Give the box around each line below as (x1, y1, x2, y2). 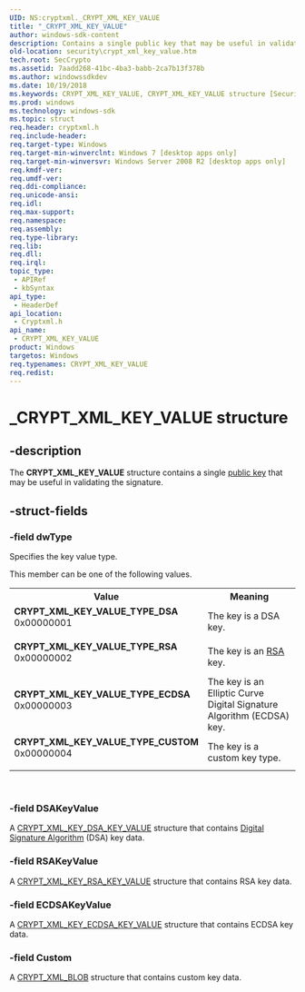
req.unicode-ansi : (9, 191, 79, 200)
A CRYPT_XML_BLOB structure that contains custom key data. (9, 972, 242, 983)
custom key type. (207, 751, 281, 764)
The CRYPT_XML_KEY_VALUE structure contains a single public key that (9, 467, 283, 478)
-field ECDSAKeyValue (9, 898, 112, 911)
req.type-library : (9, 233, 79, 242)
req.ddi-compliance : (9, 183, 88, 192)
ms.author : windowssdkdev (9, 73, 107, 82)
